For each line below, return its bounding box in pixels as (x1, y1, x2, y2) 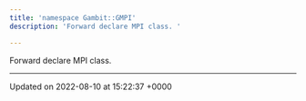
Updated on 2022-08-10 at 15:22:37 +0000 (9, 81, 173, 92)
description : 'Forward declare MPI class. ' (9, 22, 181, 31)
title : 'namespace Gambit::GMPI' (9, 13, 137, 23)
